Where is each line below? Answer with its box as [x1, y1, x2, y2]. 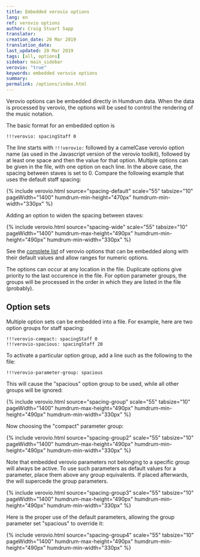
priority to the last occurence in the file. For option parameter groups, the [6, 272, 187, 279]
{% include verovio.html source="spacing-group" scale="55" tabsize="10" [6, 398, 190, 405]
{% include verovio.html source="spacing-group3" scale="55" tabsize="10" [6, 489, 194, 496]
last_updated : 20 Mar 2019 [6, 48, 74, 54]
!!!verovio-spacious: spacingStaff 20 [6, 341, 103, 347]
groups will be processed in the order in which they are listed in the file [6, 278, 181, 285]
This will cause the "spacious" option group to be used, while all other [6, 380, 179, 387]
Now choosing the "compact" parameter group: [6, 422, 124, 429]
